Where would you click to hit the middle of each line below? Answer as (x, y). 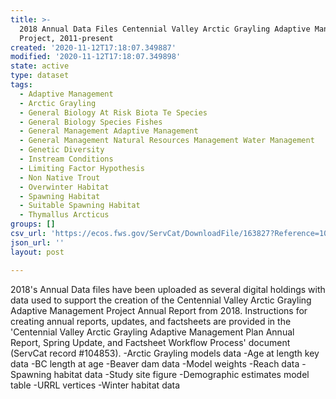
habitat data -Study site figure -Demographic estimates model (181, 374)
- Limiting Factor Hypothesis (82, 168)
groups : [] (33, 224)
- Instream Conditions (66, 159)
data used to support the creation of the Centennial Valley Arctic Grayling (161, 300)
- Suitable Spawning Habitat (80, 206)
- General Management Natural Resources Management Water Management (167, 141)
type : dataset (40, 76)
